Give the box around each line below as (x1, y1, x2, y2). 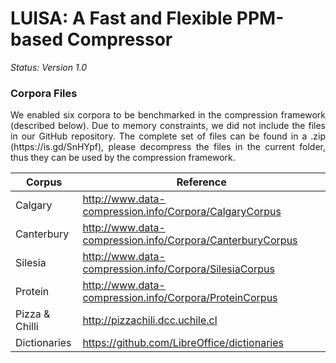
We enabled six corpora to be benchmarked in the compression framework (10, 109, 326, 121)
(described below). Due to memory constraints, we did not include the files (10, 120, 326, 132)
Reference (176, 175, 227, 189)
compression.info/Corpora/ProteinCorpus (82, 291, 278, 305)
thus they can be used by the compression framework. (10, 152, 236, 164)
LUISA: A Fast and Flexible (10, 7, 233, 30)
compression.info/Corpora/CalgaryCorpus (82, 205, 282, 219)
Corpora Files (10, 86, 78, 100)
